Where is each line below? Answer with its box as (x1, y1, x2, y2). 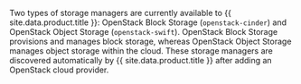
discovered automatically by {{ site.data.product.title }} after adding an (9, 55, 273, 65)
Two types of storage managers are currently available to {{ (9, 8, 232, 18)
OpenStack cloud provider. (9, 64, 109, 75)
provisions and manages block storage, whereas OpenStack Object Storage (9, 36, 292, 46)
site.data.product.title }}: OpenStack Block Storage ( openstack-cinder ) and (9, 17, 287, 28)
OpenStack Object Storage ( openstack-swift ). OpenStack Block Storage (9, 27, 278, 37)
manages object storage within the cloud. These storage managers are (9, 46, 273, 56)
